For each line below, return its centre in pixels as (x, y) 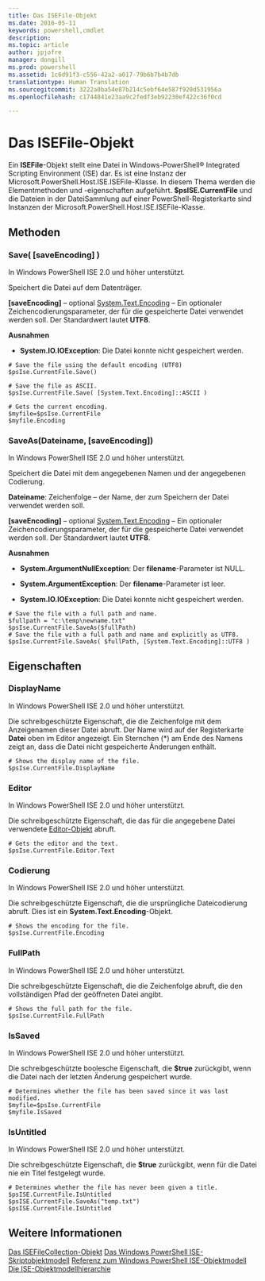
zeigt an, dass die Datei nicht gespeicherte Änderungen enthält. (112, 747)
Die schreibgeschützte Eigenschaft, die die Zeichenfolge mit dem (115, 721)
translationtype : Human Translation (69, 82)
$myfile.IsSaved (35, 1113)
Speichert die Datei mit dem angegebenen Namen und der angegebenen (127, 473)
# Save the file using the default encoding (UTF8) (95, 365)
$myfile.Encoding (37, 421)
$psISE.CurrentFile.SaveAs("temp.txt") (74, 1202)
